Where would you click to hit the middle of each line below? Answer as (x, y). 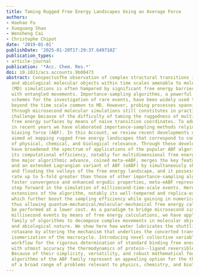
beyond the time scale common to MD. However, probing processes (94, 105)
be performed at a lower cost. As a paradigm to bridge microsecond (98, 210)
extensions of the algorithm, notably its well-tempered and (89, 193)
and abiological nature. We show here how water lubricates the (92, 226)
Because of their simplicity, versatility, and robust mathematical (98, 254)
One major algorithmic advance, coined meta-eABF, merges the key (95, 160)
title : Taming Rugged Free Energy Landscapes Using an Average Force (94, 12)
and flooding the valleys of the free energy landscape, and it (92, 171)
